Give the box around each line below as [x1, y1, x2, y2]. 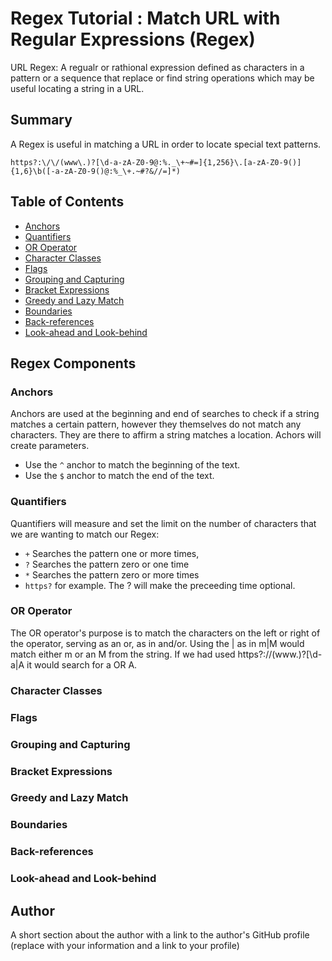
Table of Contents [10, 193, 125, 211]
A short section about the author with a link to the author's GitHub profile [10, 929, 310, 941]
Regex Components [10, 355, 137, 372]
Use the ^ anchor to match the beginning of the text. [24, 459, 241, 471]
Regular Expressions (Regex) [10, 28, 256, 51]
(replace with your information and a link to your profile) [10, 940, 240, 952]
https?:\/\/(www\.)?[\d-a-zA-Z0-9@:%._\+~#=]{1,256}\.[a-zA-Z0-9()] [10, 157, 302, 167]
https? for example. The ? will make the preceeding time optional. [24, 579, 296, 591]
